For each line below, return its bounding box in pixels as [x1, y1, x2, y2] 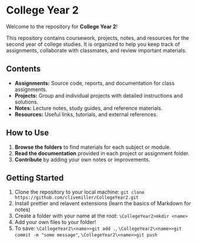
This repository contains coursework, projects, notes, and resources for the [6, 34, 189, 41]
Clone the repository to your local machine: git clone [14, 189, 145, 196]
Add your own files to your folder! [14, 219, 96, 226]
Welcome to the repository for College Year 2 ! [6, 23, 118, 30]
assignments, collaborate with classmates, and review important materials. [6, 46, 187, 54]
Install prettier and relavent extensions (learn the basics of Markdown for [14, 200, 191, 207]
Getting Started [6, 173, 64, 183]
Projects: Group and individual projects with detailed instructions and [14, 92, 183, 99]
